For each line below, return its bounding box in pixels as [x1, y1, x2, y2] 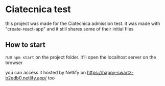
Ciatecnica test [5, 4, 71, 15]
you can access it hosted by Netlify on [5, 69, 86, 75]
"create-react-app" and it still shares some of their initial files [5, 25, 134, 32]
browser [5, 60, 23, 66]
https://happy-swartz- [87, 69, 134, 75]
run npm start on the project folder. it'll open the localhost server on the [5, 54, 156, 60]
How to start [5, 41, 45, 49]
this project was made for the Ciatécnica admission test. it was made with [5, 20, 160, 26]
